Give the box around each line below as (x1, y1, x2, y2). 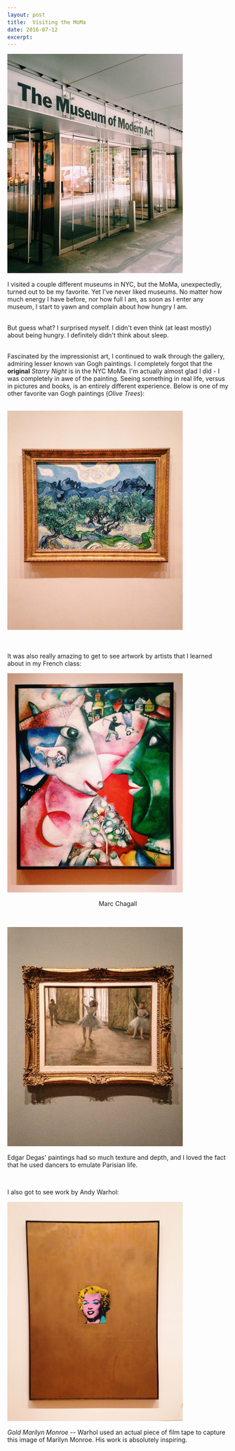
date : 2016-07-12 (7, 26, 58, 33)
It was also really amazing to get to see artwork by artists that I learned (7, 652, 213, 661)
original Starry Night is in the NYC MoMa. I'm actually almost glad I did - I (7, 367, 220, 375)
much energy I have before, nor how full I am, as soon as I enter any (7, 295, 204, 304)
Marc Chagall (98, 900, 137, 908)
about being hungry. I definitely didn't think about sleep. (7, 331, 170, 339)
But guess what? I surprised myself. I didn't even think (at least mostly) (7, 323, 212, 332)
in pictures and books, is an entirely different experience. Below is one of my (7, 382, 229, 391)
